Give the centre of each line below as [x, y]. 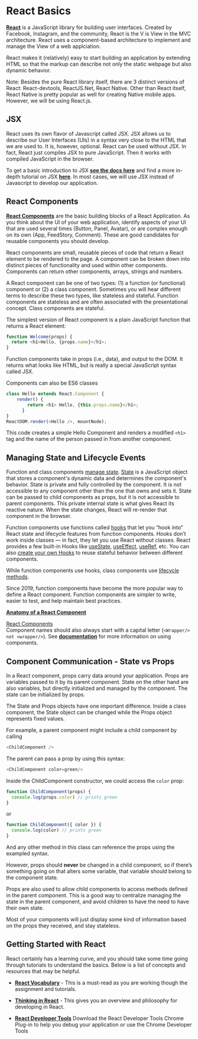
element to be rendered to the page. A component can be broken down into [98, 258]
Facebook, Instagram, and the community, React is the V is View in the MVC [98, 33]
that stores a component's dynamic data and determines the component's [96, 478]
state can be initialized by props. [46, 695]
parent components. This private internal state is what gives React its [90, 503]
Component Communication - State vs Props [90, 661]
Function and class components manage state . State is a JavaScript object [97, 472]
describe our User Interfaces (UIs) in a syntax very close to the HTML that [96, 140]
